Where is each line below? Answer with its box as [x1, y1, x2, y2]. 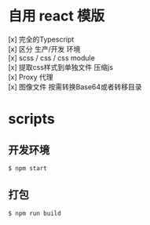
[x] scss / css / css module [8, 53, 96, 63]
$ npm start [8, 164, 47, 172]
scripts [8, 111, 55, 128]
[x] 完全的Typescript [8, 34, 75, 44]
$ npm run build [8, 209, 61, 217]
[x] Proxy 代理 [8, 72, 53, 82]
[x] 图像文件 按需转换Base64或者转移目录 [8, 82, 143, 91]
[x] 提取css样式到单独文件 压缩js [8, 62, 114, 71]
